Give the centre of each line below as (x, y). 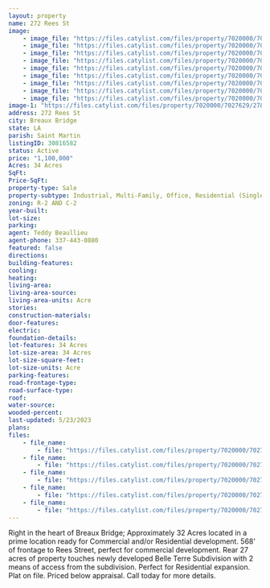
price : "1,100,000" (41, 158)
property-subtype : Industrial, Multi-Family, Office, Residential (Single (136, 195)
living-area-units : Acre (50, 300)
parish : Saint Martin (45, 135)
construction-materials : (50, 315)
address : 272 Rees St (45, 114)
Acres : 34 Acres (35, 166)
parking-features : (39, 375)
